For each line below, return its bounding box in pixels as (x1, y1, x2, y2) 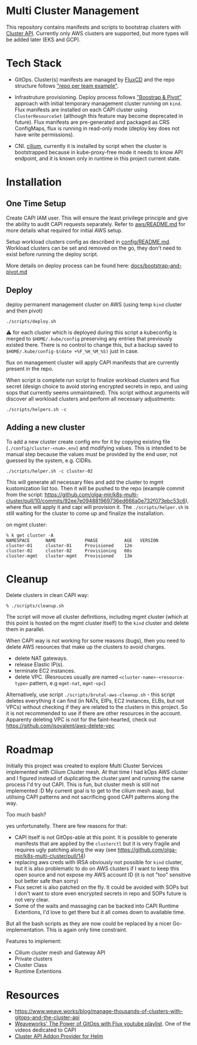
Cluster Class (14, 962, 47, 969)
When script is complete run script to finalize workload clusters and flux (6, 376, 180, 383)
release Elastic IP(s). (14, 661, 64, 668)
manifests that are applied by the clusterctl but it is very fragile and (14, 840, 181, 847)
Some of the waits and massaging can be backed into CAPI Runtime (14, 902, 179, 909)
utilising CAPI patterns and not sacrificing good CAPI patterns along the (6, 794, 179, 801)
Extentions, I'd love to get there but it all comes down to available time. (14, 909, 186, 916)
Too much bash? (6, 811, 46, 818)
